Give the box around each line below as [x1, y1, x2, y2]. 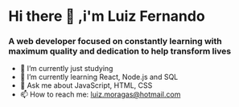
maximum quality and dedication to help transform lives [8, 46, 232, 57]
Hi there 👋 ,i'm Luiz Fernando [8, 7, 205, 26]
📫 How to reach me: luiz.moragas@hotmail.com [19, 89, 181, 99]
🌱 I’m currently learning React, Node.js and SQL [19, 72, 179, 82]
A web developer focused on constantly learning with [8, 36, 223, 47]
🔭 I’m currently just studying [19, 64, 113, 73]
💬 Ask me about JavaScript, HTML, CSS [19, 81, 153, 90]
